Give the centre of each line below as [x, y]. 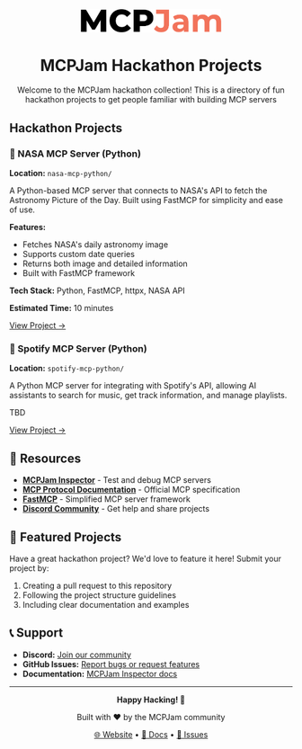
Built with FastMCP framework [79, 273]
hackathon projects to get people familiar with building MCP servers [151, 100]
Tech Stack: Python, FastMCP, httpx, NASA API [98, 290]
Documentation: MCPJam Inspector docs [100, 673]
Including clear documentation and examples [106, 605]
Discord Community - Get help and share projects [115, 509]
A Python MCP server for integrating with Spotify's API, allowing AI [133, 386]
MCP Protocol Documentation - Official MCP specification [131, 490]
